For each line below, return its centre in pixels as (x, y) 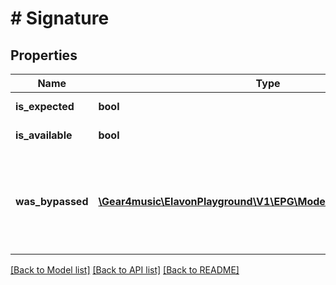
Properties (44, 55)
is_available (44, 135)
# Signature (60, 18)
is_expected (45, 106)
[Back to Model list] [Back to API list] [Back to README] (125, 270)
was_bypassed (52, 201)
